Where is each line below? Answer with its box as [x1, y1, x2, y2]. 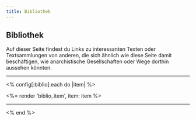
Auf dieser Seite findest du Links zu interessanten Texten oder [6, 46, 156, 53]
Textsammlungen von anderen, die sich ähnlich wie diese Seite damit [6, 52, 172, 59]
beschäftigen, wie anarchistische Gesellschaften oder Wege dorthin [6, 58, 169, 65]
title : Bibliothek [6, 8, 51, 15]
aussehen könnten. [6, 64, 52, 71]
